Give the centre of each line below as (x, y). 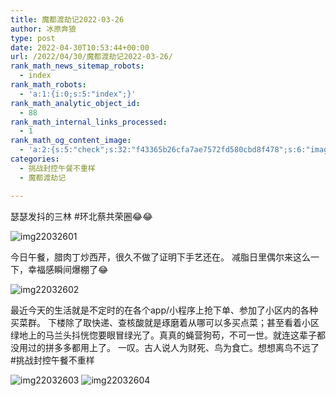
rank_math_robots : (48, 85)
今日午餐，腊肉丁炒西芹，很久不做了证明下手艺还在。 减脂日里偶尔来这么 (160, 257)
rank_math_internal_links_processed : (89, 122)
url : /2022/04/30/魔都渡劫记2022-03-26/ (91, 57)
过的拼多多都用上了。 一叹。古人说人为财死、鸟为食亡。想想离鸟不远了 (173, 347)
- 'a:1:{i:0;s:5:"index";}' (78, 94)
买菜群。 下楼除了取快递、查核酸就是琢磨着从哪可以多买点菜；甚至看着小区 (165, 322)
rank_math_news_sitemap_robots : (77, 66)
